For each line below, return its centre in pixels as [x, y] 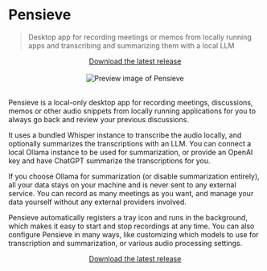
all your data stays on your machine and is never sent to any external [122, 185]
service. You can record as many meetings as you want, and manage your [131, 193]
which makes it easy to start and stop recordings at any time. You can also [131, 226]
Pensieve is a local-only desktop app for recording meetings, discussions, [131, 102]
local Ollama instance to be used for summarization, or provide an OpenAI [131, 152]
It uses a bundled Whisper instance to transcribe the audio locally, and [125, 135]
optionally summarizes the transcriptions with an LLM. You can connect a [130, 143]
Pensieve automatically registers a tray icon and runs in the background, [128, 217]
